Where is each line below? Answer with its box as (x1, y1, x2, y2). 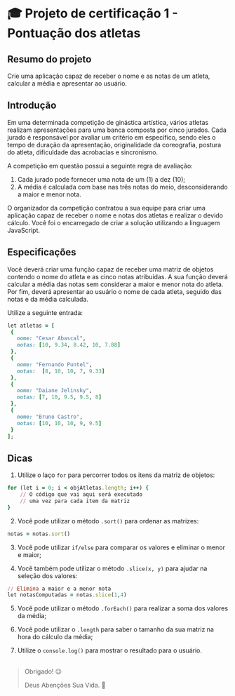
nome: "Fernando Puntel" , (16, 361, 93, 368)
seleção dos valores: (17, 571, 78, 580)
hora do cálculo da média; (17, 633, 93, 641)
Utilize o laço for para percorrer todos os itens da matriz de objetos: (17, 471, 215, 479)
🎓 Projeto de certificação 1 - (7, 6, 178, 22)
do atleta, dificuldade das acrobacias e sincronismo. (7, 148, 159, 156)
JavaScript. (7, 226, 41, 234)
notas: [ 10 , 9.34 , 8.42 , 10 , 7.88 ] (16, 342, 121, 349)
